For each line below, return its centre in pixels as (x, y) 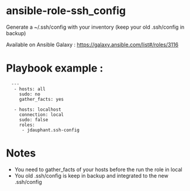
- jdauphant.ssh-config (51, 130)
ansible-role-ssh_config (66, 11)
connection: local (42, 115)
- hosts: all (30, 89)
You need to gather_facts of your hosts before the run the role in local (98, 169)
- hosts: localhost (37, 110)
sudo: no (30, 94)
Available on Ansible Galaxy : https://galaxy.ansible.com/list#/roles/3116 (92, 45)
